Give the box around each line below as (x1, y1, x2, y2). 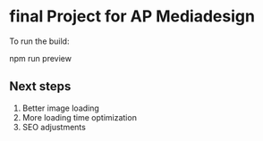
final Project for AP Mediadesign (9, 6, 255, 27)
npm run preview (9, 53, 72, 63)
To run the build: (9, 36, 70, 46)
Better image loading (21, 103, 100, 113)
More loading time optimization (21, 112, 137, 122)
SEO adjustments (21, 121, 87, 132)
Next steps (9, 79, 72, 95)
